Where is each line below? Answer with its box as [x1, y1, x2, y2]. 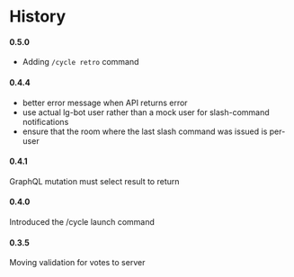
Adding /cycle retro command [22, 57, 139, 67]
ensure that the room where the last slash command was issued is [22, 126, 268, 137]
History [9, 6, 67, 27]
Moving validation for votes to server [9, 257, 146, 268]
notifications [22, 116, 69, 127]
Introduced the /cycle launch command [9, 217, 156, 227]
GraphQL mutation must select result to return [9, 175, 180, 186]
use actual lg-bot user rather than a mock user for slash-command [22, 106, 270, 118]
